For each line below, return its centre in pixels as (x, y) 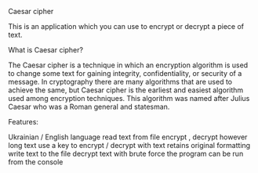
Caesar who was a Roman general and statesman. (89, 106)
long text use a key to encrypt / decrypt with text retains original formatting (129, 145)
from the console (36, 162)
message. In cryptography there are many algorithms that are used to (120, 82)
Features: (24, 122)
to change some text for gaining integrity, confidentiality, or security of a (125, 73)
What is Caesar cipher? (46, 50)
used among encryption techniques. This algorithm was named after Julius (129, 98)
